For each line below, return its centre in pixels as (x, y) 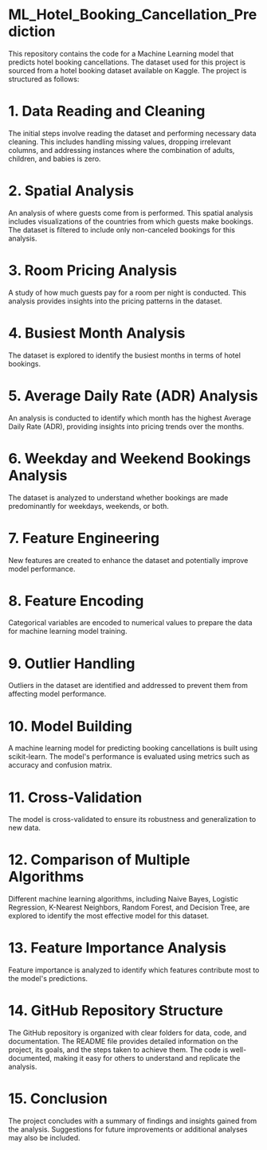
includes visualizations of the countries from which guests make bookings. (131, 221)
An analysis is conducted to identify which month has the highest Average (130, 418)
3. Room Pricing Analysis (93, 270)
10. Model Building (71, 726)
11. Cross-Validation (75, 797)
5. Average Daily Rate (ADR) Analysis (133, 395)
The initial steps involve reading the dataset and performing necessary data (132, 133)
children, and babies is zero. (55, 158)
